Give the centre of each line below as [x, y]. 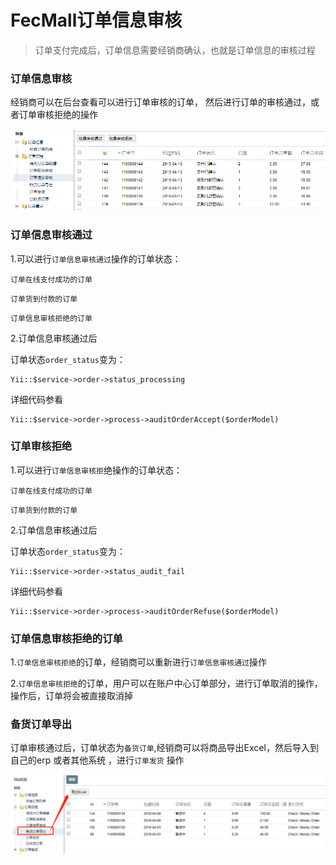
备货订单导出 [41, 724]
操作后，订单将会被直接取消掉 [71, 696]
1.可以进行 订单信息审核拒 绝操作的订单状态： [96, 470]
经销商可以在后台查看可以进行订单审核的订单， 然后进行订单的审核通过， [160, 102]
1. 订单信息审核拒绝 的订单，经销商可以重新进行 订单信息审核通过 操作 [139, 662]
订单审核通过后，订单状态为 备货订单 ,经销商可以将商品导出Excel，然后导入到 [164, 748]
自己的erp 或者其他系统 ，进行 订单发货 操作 [97, 760]
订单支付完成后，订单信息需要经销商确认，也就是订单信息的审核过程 [175, 50]
